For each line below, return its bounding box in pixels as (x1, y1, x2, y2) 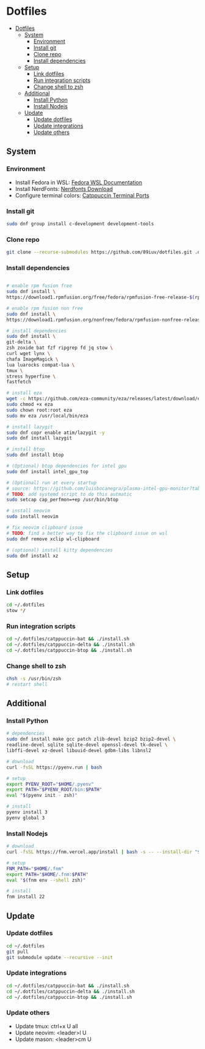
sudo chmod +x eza (6, 401, 53, 408)
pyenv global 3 (6, 815, 45, 821)
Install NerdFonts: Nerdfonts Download (15, 185, 113, 192)
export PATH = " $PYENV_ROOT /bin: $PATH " (6, 786, 103, 793)
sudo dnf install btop (6, 452, 64, 458)
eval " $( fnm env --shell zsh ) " (6, 877, 86, 883)
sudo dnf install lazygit (6, 435, 72, 441)
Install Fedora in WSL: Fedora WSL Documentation (15, 179, 142, 186)
